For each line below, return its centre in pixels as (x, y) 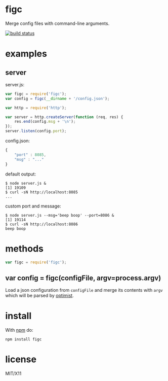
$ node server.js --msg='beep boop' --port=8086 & (60, 215)
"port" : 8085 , (30, 155)
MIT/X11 (13, 373)
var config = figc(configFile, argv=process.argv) (83, 278)
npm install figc (24, 339)
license (21, 359)
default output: (21, 174)
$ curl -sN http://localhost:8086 (42, 224)
